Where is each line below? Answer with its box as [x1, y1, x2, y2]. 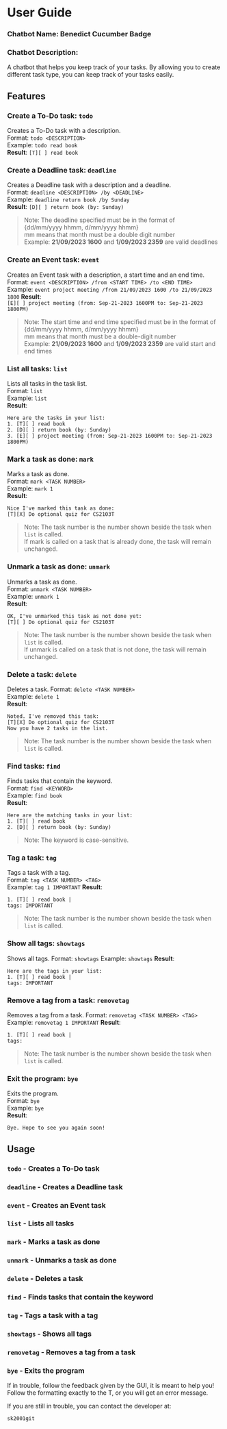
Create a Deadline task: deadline [7, 166, 117, 175]
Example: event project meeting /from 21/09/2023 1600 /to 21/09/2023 [7, 285, 213, 293]
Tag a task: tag [7, 853, 57, 862]
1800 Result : [7, 293, 42, 301]
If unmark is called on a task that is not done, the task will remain [23, 645, 207, 654]
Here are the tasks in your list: [7, 414, 106, 421]
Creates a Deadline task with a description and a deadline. [7, 181, 172, 189]
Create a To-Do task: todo [7, 111, 94, 121]
